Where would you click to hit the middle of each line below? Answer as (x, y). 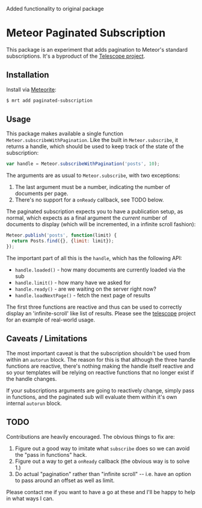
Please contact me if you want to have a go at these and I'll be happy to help (101, 492)
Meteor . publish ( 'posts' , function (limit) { (62, 235)
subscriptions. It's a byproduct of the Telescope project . (76, 56)
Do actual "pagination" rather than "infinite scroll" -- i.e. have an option (103, 474)
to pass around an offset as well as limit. (65, 480)
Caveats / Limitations (47, 339)
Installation (28, 75)
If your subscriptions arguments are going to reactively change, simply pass (100, 390)
